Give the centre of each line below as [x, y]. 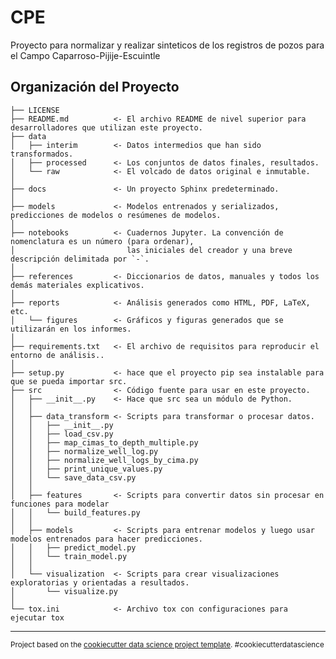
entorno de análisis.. [57, 355]
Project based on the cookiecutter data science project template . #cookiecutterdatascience [167, 644]
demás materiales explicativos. [77, 285]
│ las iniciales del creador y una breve [151, 250]
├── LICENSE [35, 110]
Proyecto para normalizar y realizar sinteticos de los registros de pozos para [167, 45]
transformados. [42, 154]
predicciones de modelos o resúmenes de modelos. [116, 215]
